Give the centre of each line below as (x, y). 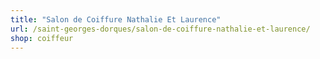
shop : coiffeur (42, 38)
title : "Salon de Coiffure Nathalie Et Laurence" (116, 19)
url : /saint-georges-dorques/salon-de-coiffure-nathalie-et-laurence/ (160, 29)
